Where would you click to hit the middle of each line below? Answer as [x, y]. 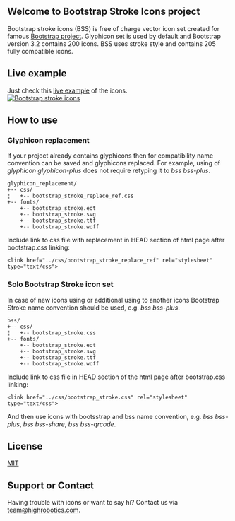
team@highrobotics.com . [44, 510]
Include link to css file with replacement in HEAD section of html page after [116, 240]
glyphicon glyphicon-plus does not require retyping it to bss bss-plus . [109, 171]
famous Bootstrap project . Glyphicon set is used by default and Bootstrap [114, 36]
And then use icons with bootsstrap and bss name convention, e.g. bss [110, 416]
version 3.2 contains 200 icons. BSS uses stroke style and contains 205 [112, 43]
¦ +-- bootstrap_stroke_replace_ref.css [71, 196]
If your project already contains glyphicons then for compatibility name [110, 156]
